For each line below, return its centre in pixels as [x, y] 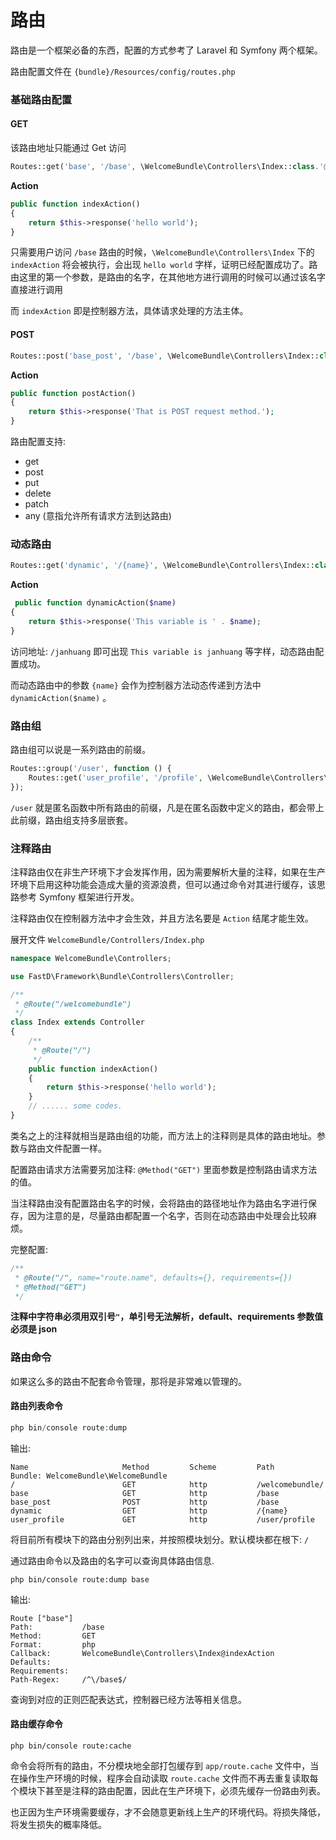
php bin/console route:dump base [80, 1579]
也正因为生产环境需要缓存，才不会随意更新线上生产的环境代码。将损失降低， [168, 1812]
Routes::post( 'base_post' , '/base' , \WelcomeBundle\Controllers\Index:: [165, 356]
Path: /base [57, 1627]
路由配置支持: [38, 442]
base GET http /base [145, 1493]
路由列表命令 [36, 1406]
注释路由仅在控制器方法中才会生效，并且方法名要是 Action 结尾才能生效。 [162, 918]
